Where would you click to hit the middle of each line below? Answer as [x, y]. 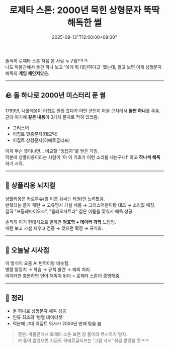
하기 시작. [15, 163]
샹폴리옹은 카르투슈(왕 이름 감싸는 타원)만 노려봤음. [55, 199]
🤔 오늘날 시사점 [27, 250]
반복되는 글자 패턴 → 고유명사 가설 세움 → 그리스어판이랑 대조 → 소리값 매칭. [80, 205]
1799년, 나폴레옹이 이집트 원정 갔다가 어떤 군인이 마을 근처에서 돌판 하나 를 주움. [83, 111]
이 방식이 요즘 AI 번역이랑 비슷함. [37, 263]
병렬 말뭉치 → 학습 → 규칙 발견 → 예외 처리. [48, 270]
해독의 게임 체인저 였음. [27, 73]
